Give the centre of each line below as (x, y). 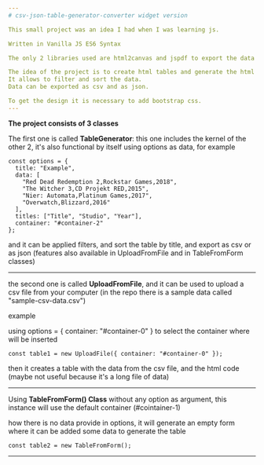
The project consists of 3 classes (64, 123)
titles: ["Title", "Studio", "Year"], (79, 216)
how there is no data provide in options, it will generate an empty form (122, 423)
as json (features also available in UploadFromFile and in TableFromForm (126, 253)
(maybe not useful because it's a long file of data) (89, 376)
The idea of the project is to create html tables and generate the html (132, 72)
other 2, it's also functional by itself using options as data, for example (122, 147)
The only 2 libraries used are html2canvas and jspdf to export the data (132, 58)
